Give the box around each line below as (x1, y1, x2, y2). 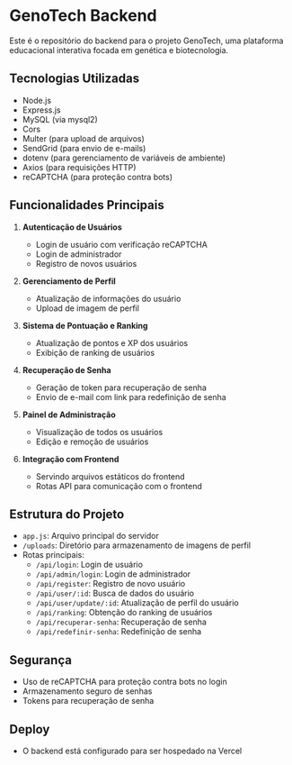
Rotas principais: (22, 550, 85, 560)
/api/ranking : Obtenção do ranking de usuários (35, 607, 213, 618)
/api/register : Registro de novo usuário (35, 578, 186, 589)
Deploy (9, 722, 50, 737)
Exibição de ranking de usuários (35, 347, 155, 358)
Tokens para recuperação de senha (22, 696, 155, 706)
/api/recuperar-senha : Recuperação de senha (35, 616, 207, 627)
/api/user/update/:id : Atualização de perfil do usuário (35, 597, 240, 608)
